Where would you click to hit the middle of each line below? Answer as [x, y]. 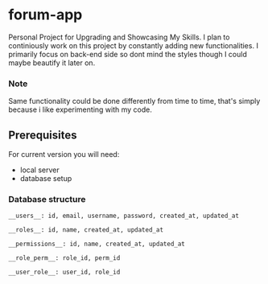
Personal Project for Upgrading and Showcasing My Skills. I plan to [119, 37]
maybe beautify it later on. [52, 63]
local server [39, 170]
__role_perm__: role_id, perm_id [64, 258]
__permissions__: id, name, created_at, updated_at [97, 244]
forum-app [45, 15]
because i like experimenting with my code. [80, 109]
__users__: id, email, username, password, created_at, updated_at [124, 216]
